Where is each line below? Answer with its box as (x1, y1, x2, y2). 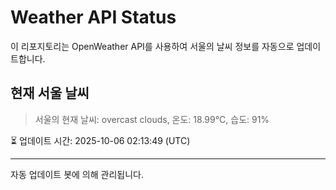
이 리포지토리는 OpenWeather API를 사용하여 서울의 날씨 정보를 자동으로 (10, 40, 295, 52)
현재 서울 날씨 (10, 85, 90, 102)
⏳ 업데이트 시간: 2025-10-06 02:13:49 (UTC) (10, 134, 191, 146)
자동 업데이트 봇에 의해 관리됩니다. (10, 168, 144, 180)
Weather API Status (10, 6, 177, 29)
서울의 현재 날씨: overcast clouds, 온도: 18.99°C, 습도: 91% (34, 113, 270, 125)
